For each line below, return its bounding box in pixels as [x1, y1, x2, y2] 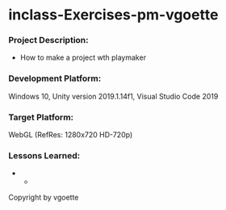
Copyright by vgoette [8, 192, 79, 203]
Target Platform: [8, 111, 74, 123]
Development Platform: [8, 73, 102, 84]
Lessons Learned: [8, 150, 81, 161]
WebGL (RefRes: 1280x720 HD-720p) [8, 130, 133, 140]
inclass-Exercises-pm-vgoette [8, 6, 219, 24]
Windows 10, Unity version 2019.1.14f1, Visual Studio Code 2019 [8, 91, 219, 101]
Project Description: [8, 35, 89, 46]
